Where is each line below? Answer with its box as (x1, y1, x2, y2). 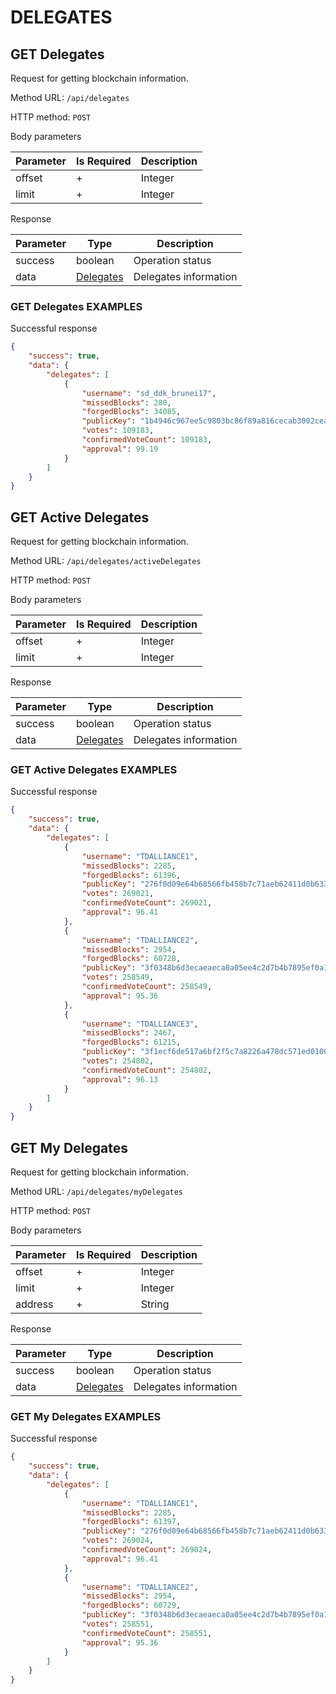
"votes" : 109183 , (81, 426, 155, 436)
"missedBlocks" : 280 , (81, 397, 172, 408)
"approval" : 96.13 (81, 1074, 159, 1085)
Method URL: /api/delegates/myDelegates (10, 1185, 184, 1197)
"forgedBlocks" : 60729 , (81, 1601, 182, 1611)
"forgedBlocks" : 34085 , (81, 407, 182, 417)
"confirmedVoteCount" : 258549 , (81, 982, 213, 992)
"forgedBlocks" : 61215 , (81, 1037, 182, 1048)
